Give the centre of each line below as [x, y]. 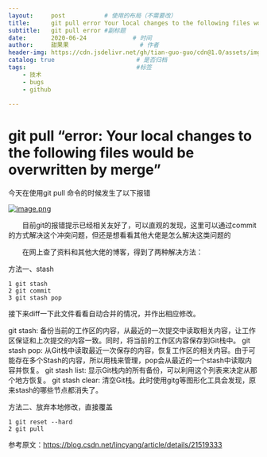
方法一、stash [31, 269]
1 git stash [28, 284]
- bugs [33, 82]
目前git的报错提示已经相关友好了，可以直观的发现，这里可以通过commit [139, 225]
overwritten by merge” [85, 170]
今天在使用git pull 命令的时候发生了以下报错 [79, 193]
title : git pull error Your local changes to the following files [129, 23]
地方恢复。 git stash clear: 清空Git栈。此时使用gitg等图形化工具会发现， [132, 380]
